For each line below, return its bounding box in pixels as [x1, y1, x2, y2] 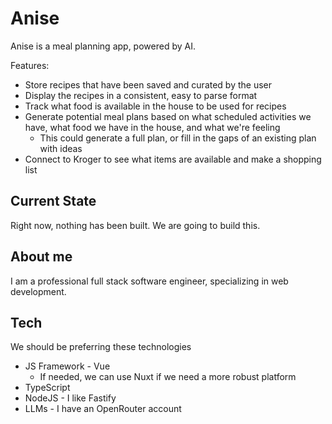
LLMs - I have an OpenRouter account [24, 403, 182, 415]
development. [10, 285, 67, 297]
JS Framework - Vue [24, 360, 111, 372]
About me [10, 248, 73, 266]
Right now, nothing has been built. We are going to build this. [10, 219, 261, 231]
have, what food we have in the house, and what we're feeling [24, 121, 281, 133]
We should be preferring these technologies [10, 341, 192, 353]
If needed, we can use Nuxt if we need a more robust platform [39, 371, 297, 383]
